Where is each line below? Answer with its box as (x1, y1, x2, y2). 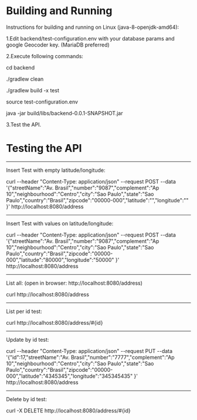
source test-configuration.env (6, 98, 78, 105)
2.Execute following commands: (6, 52, 84, 59)
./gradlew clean (6, 75, 44, 82)
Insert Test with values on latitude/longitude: (6, 219, 114, 227)
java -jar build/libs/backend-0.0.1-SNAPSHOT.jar (6, 109, 123, 116)
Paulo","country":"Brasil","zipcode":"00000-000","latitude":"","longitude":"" (6, 196, 189, 204)
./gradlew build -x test (6, 86, 60, 94)
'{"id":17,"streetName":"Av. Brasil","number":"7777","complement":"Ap (6, 354, 175, 361)
